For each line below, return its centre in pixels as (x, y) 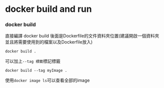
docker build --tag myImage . (36, 71)
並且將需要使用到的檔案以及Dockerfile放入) (49, 42)
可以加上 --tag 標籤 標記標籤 (33, 61)
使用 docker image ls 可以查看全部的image (47, 81)
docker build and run (49, 9)
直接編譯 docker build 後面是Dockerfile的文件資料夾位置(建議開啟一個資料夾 (82, 36)
